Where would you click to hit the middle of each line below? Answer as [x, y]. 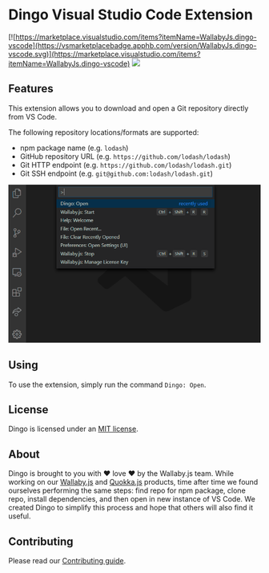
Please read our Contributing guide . [67, 561]
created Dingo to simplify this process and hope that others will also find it [131, 508]
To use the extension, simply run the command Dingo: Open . [107, 384]
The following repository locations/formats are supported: [104, 132]
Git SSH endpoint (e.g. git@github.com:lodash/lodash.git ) [116, 173]
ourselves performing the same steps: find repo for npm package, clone [127, 490]
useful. [20, 516]
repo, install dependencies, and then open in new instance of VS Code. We [132, 499]
